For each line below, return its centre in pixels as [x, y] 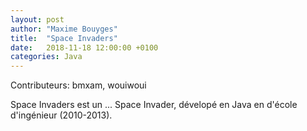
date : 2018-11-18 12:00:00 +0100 [84, 47]
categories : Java [46, 57]
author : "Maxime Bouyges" [64, 29]
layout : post [37, 19]
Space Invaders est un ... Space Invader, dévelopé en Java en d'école [154, 105]
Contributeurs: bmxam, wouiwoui [78, 85]
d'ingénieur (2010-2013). [61, 115]
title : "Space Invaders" [64, 38]
